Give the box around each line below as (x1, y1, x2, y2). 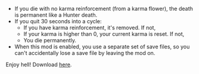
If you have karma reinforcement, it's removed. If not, (23, 24, 156, 31)
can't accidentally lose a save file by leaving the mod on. (14, 50, 156, 56)
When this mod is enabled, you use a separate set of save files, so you (14, 43, 191, 50)
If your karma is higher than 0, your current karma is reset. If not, (23, 30, 185, 38)
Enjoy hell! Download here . (5, 61, 72, 68)
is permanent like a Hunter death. (14, 11, 98, 18)
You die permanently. (23, 37, 77, 44)
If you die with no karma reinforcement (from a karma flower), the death (14, 5, 194, 12)
